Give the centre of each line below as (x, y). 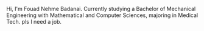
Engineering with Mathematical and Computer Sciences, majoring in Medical (102, 15)
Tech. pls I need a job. (34, 22)
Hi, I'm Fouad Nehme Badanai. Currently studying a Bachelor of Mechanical (101, 9)
